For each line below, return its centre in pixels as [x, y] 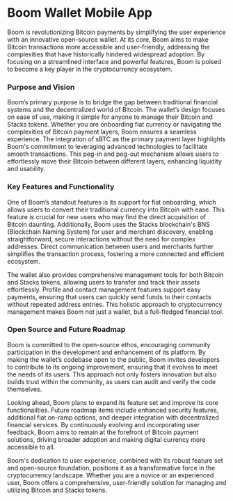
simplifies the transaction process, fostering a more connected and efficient [116, 254]
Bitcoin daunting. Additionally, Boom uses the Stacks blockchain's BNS [109, 224]
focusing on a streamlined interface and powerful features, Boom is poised [114, 61]
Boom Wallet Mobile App [80, 13]
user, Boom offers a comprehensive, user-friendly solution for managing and [117, 482]
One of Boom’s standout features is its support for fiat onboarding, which [112, 202]
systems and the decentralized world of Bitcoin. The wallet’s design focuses [116, 110]
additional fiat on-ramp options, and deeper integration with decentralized [113, 417]
